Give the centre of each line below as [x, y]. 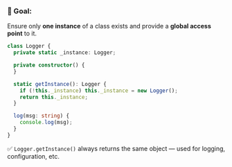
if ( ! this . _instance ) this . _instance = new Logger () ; [99, 90]
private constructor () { [49, 65]
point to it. [22, 33]
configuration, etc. [34, 156]
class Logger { [29, 46]
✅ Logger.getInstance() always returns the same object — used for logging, [116, 148]
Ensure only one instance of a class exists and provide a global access [109, 26]
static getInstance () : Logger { [60, 84]
